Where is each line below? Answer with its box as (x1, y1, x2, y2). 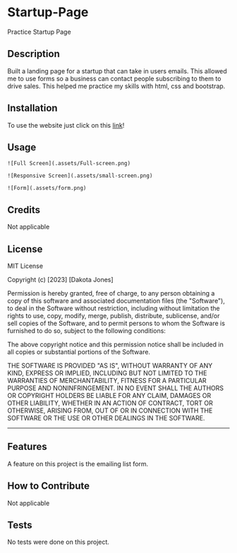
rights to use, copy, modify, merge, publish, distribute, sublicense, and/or (7, 312, 220, 320)
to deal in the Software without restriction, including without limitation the (7, 304, 220, 312)
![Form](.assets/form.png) (7, 185, 87, 192)
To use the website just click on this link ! (7, 121, 125, 129)
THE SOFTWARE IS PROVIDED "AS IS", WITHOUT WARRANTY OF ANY (7, 361, 213, 370)
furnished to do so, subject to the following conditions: (7, 327, 166, 335)
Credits (7, 204, 41, 216)
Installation (7, 102, 58, 114)
